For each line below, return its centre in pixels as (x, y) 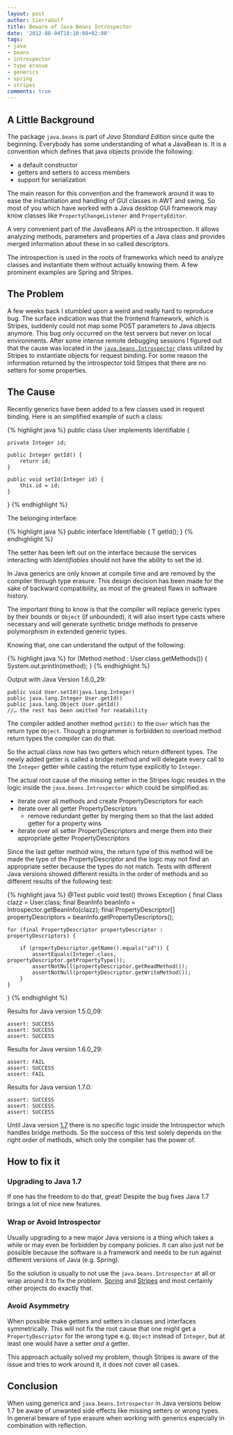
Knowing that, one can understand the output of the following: (96, 645)
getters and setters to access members (73, 172)
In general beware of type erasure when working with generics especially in (116, 1418)
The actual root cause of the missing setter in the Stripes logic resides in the (116, 780)
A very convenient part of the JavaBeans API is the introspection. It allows (113, 229)
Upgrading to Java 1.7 (45, 1181)
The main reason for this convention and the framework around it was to (111, 193)
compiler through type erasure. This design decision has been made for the (115, 580)
